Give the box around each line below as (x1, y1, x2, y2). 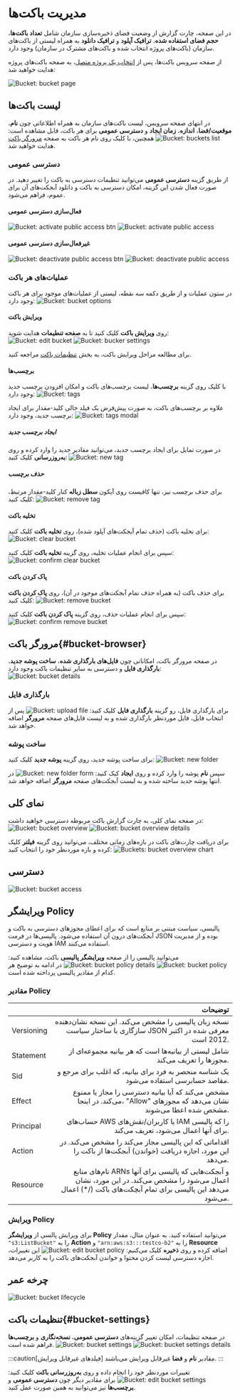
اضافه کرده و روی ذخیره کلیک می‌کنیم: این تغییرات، (8, 1246, 228, 1254)
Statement (11, 1050, 46, 1060)
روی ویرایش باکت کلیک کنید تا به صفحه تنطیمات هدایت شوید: (8, 328, 169, 337)
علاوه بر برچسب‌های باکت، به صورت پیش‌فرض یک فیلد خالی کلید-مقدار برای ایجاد (8, 404, 224, 412)
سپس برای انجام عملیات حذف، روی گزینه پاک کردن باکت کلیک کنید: (8, 610, 187, 618)
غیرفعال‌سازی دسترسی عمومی (8, 239, 90, 247)
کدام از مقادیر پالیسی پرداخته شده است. (8, 968, 116, 977)
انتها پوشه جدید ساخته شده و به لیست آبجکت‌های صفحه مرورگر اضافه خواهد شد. (8, 776, 221, 785)
